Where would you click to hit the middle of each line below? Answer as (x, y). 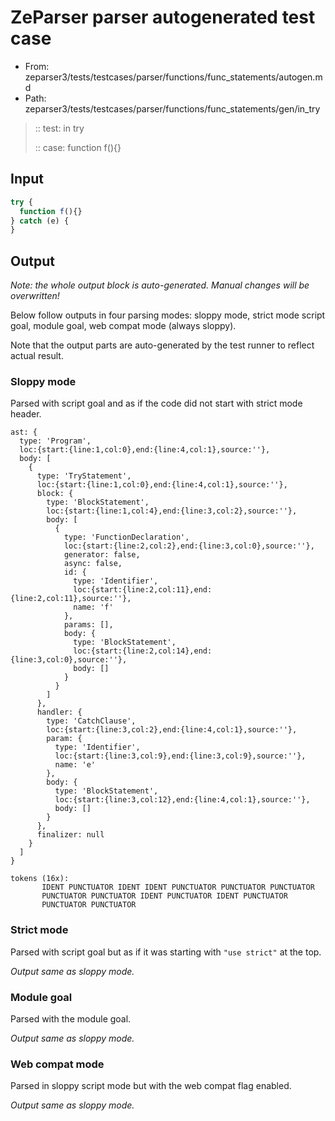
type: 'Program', (55, 441)
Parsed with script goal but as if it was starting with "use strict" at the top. (166, 952)
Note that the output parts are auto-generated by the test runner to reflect (162, 345)
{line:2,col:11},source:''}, (71, 599)
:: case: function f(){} (78, 147)
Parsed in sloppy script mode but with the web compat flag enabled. (151, 1086)
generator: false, (102, 555)
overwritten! (35, 296)
